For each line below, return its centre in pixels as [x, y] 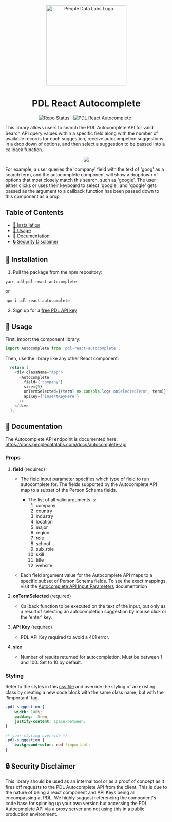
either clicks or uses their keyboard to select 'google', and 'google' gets [81, 185]
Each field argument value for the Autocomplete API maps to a [86, 575]
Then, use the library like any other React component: [62, 358]
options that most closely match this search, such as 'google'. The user [81, 180]
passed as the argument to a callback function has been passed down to [82, 191]
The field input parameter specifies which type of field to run [85, 479]
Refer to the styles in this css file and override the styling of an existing [80, 687]
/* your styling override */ [36, 735]
